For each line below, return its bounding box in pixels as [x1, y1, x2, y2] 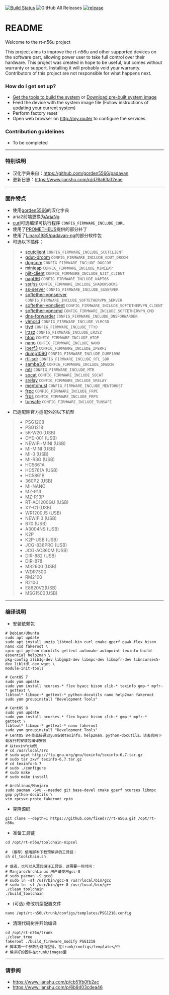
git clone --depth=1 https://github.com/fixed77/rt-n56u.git [5, 816, 136, 821]
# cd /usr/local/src [5, 748, 49, 753]
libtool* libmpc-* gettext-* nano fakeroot [5, 723, 98, 728]
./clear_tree [5, 935, 33, 940]
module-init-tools [5, 666, 44, 671]
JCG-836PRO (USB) [25, 542, 67, 548]
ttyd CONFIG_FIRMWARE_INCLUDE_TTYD [25, 324, 98, 330]
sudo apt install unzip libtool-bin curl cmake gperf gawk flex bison [5, 640, 156, 645]
